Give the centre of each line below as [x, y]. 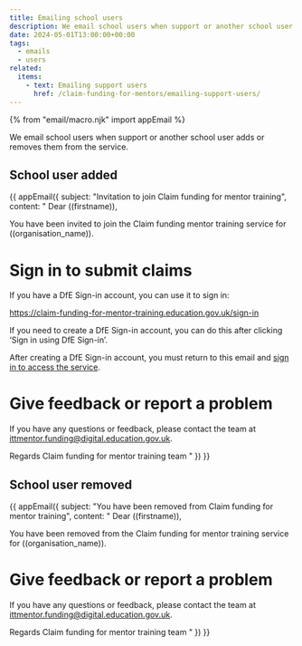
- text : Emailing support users [86, 85]
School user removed [71, 484]
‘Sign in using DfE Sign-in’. [59, 340]
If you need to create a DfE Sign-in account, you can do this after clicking [146, 331]
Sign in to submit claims [101, 270]
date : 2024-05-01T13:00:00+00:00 [72, 34]
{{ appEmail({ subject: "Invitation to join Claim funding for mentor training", [148, 197]
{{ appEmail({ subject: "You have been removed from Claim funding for [142, 506]
